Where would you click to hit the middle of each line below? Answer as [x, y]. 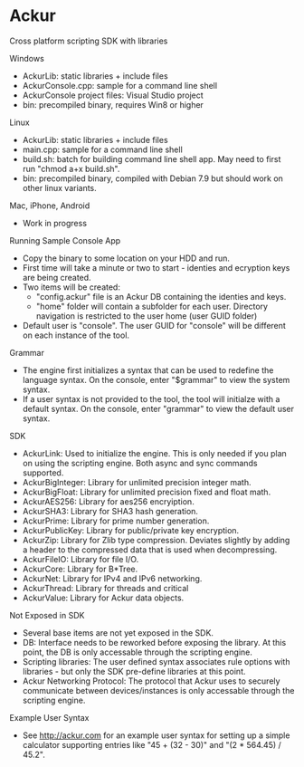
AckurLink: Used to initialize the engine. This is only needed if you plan [154, 453]
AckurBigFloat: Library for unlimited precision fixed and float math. [147, 492]
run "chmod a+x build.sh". [71, 168]
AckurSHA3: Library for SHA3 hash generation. [110, 511]
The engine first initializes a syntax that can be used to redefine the [148, 370]
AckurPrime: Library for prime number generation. [116, 521]
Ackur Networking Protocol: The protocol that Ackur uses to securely [151, 681]
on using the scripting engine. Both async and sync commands [140, 463]
